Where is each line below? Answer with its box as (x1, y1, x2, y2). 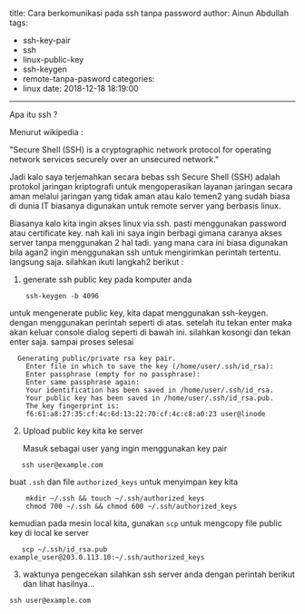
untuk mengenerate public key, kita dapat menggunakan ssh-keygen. (9, 307, 269, 318)
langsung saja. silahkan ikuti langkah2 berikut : (9, 257, 184, 267)
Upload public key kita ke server (22, 425, 143, 436)
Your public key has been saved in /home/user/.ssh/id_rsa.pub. (25, 394, 274, 403)
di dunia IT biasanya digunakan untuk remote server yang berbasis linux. (9, 200, 281, 211)
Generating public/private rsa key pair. (17, 354, 177, 363)
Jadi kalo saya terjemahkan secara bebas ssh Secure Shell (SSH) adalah (9, 171, 280, 182)
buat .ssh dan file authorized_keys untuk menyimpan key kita (9, 476, 239, 487)
